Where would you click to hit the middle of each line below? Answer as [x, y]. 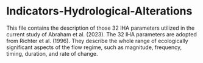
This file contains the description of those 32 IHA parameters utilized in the [101, 28]
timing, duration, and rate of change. [52, 53]
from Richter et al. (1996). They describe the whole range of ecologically [97, 41]
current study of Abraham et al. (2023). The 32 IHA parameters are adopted [101, 34]
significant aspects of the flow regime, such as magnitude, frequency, [94, 47]
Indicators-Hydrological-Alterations [99, 11]
